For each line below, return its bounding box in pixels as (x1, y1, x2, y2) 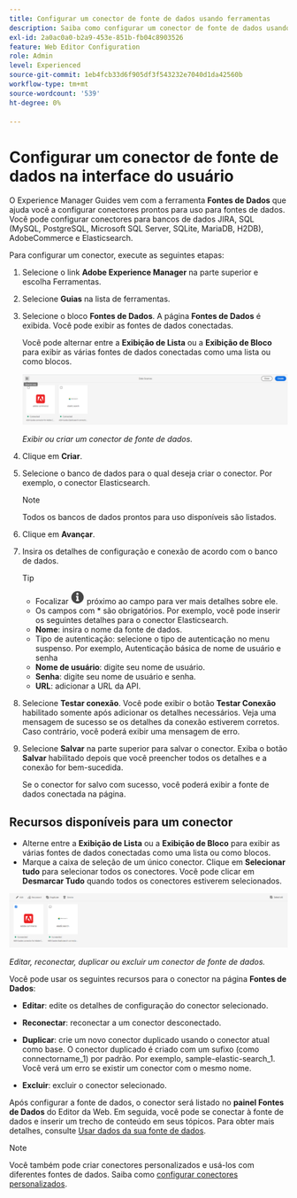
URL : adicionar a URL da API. (34, 681, 141, 691)
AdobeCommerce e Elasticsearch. (9, 233, 133, 244)
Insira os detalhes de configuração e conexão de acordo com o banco (21, 546, 278, 557)
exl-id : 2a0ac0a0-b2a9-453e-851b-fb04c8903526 (9, 33, 184, 42)
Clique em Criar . (21, 451, 82, 462)
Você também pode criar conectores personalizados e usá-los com (9, 1160, 255, 1171)
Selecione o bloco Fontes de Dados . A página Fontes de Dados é (21, 311, 262, 322)
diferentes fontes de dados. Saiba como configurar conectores (9, 1170, 239, 1180)
